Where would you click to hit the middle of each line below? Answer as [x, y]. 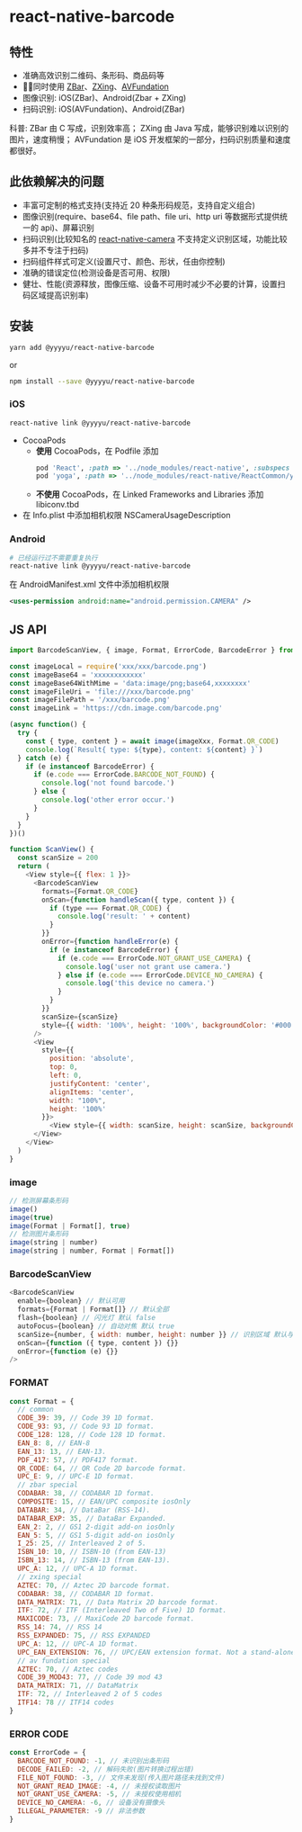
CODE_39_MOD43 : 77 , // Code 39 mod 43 [90, 1677]
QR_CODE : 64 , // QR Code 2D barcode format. [102, 1468]
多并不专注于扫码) [55, 250]
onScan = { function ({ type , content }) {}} [98, 1343]
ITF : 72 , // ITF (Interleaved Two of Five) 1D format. [122, 1611]
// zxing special [50, 1576]
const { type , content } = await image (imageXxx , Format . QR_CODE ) [152, 741]
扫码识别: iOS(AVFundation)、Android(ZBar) [104, 109]
